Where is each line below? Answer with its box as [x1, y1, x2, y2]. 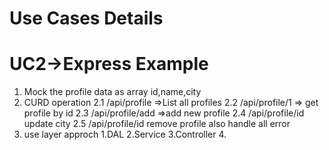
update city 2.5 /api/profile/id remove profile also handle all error [23, 118, 291, 130]
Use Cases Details [9, 7, 164, 30]
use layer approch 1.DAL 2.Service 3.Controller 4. [23, 128, 227, 141]
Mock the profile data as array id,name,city [23, 86, 202, 98]
